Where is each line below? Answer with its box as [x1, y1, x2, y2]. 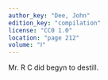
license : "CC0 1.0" [8, 26, 73, 34]
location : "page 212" [8, 33, 80, 42]
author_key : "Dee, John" [8, 11, 91, 20]
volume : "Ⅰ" [8, 41, 46, 49]
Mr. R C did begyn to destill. [8, 63, 99, 72]
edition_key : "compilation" [8, 19, 102, 27]
